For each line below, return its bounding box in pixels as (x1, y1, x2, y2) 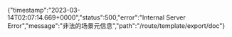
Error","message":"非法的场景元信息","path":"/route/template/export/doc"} (7, 22, 226, 30)
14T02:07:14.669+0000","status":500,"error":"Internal (7, 13, 165, 22)
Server (166, 13, 186, 22)
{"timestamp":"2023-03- (7, 6, 80, 14)
